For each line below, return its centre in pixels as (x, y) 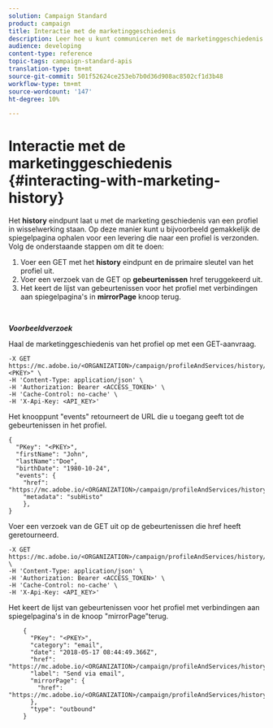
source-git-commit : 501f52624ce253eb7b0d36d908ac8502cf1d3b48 (116, 76)
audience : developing (45, 46)
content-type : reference (50, 54)
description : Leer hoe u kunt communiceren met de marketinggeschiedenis (136, 39)
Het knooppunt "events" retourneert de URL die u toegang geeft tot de (126, 417)
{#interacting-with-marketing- (115, 181)
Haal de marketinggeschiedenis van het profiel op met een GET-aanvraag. (132, 344)
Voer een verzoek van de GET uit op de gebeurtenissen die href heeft (125, 526)
